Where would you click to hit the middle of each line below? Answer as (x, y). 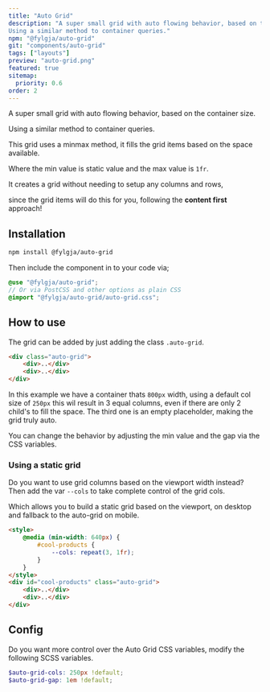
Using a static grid (45, 465)
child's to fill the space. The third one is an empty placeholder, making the (131, 412)
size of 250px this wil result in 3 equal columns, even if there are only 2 (125, 403)
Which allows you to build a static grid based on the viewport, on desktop (130, 507)
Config (26, 630)
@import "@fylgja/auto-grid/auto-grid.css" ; (84, 297)
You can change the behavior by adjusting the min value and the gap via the (134, 436)
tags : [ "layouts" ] (39, 53)
